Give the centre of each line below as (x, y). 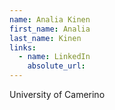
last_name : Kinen (45, 38)
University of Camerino (57, 94)
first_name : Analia (50, 29)
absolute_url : (56, 66)
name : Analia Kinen (50, 19)
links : (23, 47)
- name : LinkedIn (54, 57)
